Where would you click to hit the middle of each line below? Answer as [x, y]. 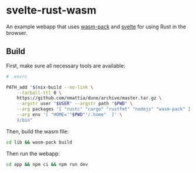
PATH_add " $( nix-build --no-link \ [50, 87]
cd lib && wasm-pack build [39, 142]
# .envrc [17, 76]
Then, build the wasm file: [37, 131]
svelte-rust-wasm [52, 10]
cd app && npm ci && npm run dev [47, 164]
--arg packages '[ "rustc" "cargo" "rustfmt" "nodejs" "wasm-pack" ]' [105, 109]
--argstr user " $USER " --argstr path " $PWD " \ [75, 104]
